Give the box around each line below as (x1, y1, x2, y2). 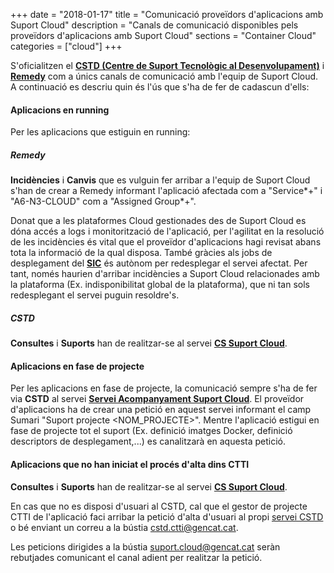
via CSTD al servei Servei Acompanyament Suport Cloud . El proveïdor (10, 393, 305, 405)
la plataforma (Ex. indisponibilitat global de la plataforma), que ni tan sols (10, 279, 310, 291)
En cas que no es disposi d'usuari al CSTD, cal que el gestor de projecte (10, 500, 308, 512)
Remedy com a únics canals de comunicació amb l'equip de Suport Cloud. (10, 70, 319, 82)
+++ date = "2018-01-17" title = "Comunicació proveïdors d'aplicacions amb (10, 9, 324, 20)
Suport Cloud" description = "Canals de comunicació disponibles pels (10, 19, 299, 31)
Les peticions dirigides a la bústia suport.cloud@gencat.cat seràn (10, 540, 281, 553)
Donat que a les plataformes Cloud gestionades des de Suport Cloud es (10, 215, 307, 227)
